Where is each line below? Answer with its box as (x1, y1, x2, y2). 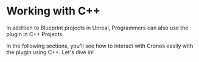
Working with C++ (6, 4, 100, 18)
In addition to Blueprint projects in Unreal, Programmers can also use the (6, 24, 189, 31)
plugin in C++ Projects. (6, 30, 64, 37)
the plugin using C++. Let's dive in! (6, 48, 94, 55)
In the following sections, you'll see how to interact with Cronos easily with (6, 42, 194, 49)
